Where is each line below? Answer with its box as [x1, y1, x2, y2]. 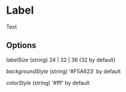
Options [6, 40, 37, 50]
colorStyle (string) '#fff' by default [6, 79, 90, 86]
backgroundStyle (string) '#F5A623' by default [6, 68, 121, 75]
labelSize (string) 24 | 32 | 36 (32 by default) [6, 56, 116, 63]
